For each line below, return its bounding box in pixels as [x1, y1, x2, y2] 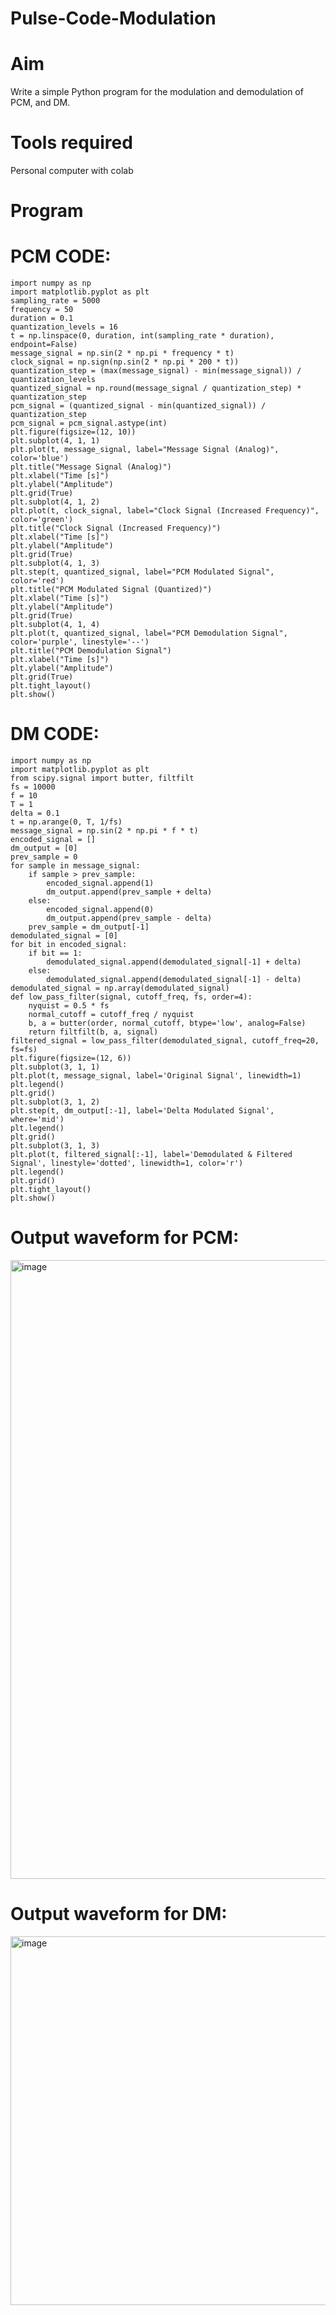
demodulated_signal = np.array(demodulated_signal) [10, 983, 230, 994]
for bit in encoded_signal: [10, 940, 128, 950]
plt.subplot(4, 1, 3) [10, 558, 101, 569]
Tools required [10, 132, 133, 154]
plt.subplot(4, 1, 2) [10, 497, 101, 507]
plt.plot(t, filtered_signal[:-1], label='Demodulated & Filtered [10, 1150, 293, 1160]
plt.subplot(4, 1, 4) [10, 620, 101, 630]
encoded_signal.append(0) [46, 905, 155, 915]
